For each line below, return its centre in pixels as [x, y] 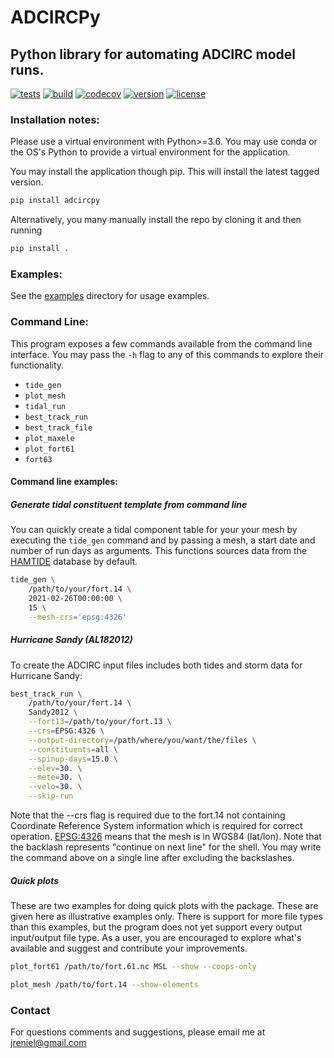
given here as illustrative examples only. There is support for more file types [166, 917]
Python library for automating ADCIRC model [153, 54]
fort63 [38, 459]
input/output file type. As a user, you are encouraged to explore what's [156, 938]
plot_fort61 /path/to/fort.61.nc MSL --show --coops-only [133, 967]
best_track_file [58, 427]
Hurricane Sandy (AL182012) [71, 640]
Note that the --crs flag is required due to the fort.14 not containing [148, 815]
